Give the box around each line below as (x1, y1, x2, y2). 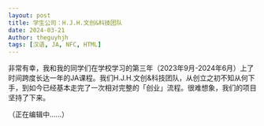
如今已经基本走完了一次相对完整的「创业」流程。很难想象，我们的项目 (28, 83, 257, 93)
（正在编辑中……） (8, 109, 69, 119)
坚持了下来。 (8, 93, 50, 102)
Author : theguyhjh (8, 33, 69, 42)
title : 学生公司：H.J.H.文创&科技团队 (8, 19, 123, 27)
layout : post (8, 11, 51, 20)
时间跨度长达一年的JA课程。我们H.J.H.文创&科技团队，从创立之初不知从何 (8, 73, 248, 83)
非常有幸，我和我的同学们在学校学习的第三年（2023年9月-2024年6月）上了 (8, 64, 255, 73)
